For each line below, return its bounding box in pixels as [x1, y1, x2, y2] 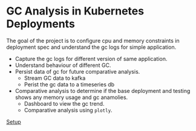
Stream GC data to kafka [24, 74, 86, 81]
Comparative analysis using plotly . [24, 106, 113, 113]
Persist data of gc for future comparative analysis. [15, 68, 140, 75]
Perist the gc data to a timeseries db [24, 80, 115, 88]
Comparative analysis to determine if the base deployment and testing [15, 87, 191, 94]
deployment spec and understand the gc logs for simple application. [6, 43, 177, 51]
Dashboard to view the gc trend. [24, 100, 105, 107]
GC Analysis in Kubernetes [6, 4, 144, 18]
